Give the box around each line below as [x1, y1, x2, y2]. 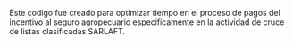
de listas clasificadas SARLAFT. [9, 26, 126, 36]
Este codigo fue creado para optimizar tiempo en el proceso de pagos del [9, 8, 281, 18]
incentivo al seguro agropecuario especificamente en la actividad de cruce [9, 17, 285, 27]
